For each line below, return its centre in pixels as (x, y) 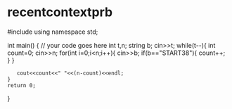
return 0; (22, 85)
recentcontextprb (60, 12)
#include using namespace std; (53, 32)
